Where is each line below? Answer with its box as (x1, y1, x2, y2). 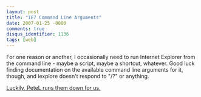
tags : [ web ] (6, 37, 36, 43)
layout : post (6, 8, 39, 15)
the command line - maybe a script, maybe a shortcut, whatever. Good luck (6, 60, 195, 67)
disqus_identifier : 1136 (6, 31, 69, 37)
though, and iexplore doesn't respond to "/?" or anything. (6, 73, 149, 80)
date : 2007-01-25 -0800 (6, 20, 67, 26)
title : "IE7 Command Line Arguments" (6, 14, 102, 20)
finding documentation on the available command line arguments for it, (6, 66, 183, 73)
